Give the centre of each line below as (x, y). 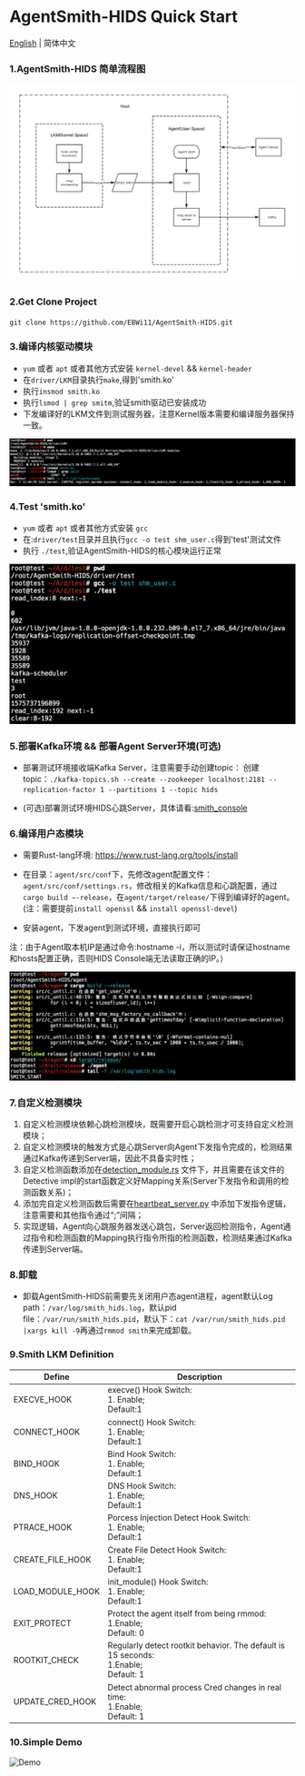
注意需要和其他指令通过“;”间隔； (83, 1215)
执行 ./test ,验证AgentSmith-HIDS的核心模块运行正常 (122, 551)
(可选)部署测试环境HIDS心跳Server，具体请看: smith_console (135, 808)
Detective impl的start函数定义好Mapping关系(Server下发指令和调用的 (152, 1181)
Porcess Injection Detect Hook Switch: (179, 1518)
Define (57, 1377)
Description (199, 1377)
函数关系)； (52, 1193)
